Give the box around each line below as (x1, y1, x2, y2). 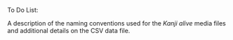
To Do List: (7, 6, 39, 14)
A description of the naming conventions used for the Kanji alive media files (7, 19, 226, 27)
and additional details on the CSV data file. (7, 27, 131, 34)
